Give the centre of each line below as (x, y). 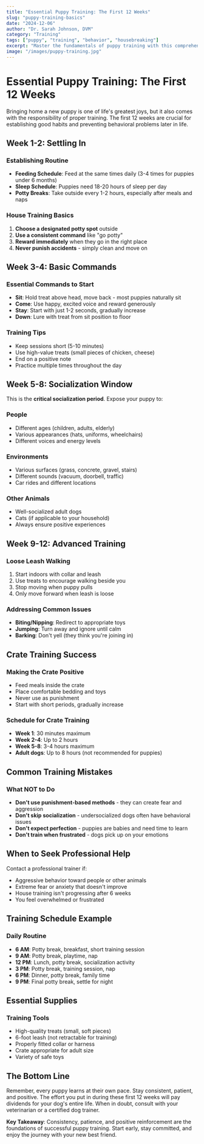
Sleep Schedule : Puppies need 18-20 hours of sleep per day (91, 187)
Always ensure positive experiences (60, 525)
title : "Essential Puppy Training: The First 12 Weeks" (78, 12)
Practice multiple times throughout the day (68, 365)
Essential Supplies (42, 1000)
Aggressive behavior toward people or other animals (81, 880)
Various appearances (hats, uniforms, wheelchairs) (79, 434)
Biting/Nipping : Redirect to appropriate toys (70, 623)
